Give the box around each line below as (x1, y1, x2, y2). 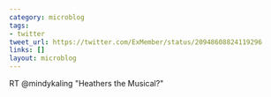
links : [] (9, 46, 46, 55)
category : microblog (9, 12, 86, 22)
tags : (9, 21, 29, 30)
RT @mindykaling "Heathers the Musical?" (9, 78, 164, 88)
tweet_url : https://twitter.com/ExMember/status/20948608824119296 (9, 37, 263, 47)
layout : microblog (9, 54, 77, 63)
